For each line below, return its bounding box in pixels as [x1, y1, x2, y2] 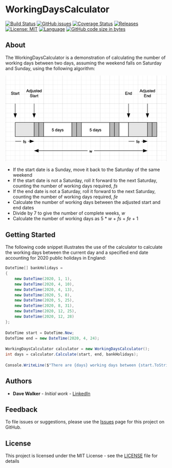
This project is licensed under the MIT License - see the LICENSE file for [5, 453, 158, 459]
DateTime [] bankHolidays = [5, 265, 63, 271]
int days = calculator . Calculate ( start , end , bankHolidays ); [5, 352, 139, 357]
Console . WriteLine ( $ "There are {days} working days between [5, 363, 137, 368]
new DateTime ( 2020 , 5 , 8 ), [14, 292, 72, 297]
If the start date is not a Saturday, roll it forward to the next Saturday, [12, 178, 158, 184]
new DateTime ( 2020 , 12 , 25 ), [14, 309, 77, 314]
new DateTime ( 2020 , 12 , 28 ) [14, 314, 74, 320]
